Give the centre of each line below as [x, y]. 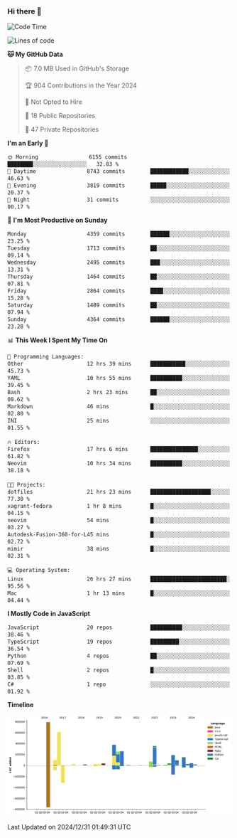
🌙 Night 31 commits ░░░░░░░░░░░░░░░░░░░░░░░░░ [119, 200]
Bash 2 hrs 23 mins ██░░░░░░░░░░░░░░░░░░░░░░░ [119, 393]
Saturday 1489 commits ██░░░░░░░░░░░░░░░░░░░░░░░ [119, 305]
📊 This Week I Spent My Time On [57, 340]
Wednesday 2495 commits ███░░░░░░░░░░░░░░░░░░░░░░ [119, 262]
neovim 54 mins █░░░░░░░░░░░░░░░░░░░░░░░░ [119, 521]
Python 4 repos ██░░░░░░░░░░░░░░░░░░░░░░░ [119, 656]
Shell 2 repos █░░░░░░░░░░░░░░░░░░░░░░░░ [119, 670]
